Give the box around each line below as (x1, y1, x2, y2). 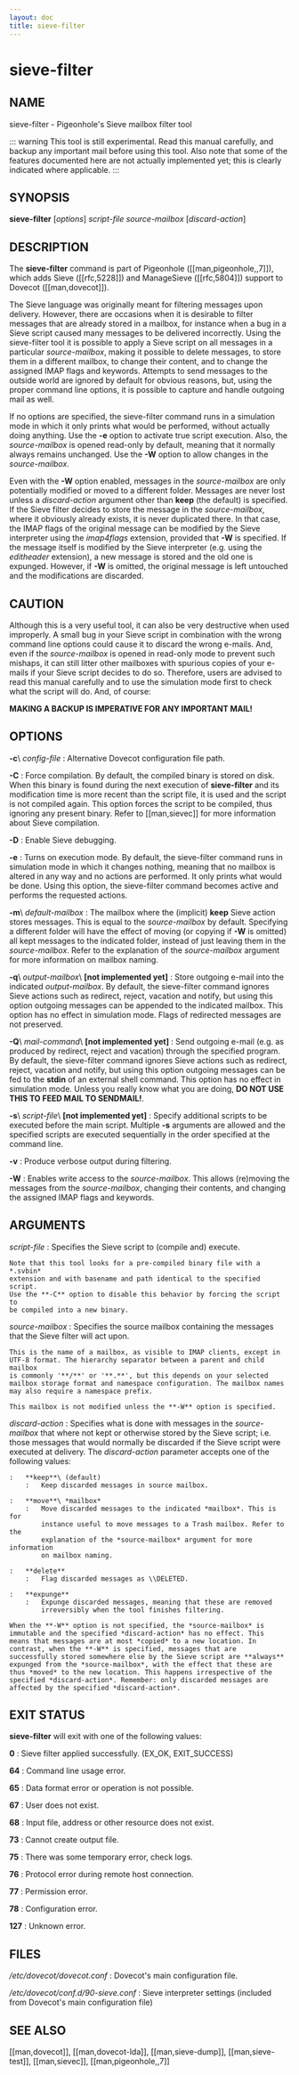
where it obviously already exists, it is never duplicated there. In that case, (9, 514, 281, 525)
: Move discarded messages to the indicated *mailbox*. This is (25, 1504, 277, 1513)
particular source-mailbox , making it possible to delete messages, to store (9, 346, 282, 357)
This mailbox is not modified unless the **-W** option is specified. (9, 1402, 277, 1412)
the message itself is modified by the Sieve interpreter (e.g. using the (9, 542, 263, 553)
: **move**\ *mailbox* (9, 1496, 101, 1505)
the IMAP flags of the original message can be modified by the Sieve (9, 523, 261, 534)
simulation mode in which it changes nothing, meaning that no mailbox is (9, 861, 276, 872)
